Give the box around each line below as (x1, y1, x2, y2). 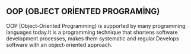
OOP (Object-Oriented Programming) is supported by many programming (6, 22, 186, 29)
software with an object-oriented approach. (6, 41, 113, 48)
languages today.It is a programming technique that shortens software (6, 28, 178, 36)
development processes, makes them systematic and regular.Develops (6, 34, 179, 42)
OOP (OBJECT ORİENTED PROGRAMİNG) (6, 7, 160, 17)
